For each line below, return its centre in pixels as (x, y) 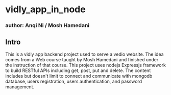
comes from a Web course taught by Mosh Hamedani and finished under (82, 59)
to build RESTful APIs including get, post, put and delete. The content (78, 70)
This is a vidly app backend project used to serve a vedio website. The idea (85, 54)
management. (20, 87)
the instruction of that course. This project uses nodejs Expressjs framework (86, 65)
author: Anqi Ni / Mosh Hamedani (47, 26)
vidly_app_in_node (45, 9)
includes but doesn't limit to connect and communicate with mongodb (79, 76)
